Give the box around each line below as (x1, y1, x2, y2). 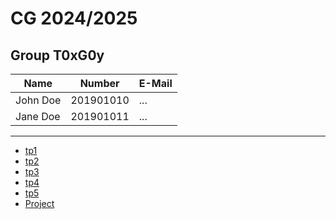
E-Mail (138, 77, 173, 90)
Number (79, 77, 120, 90)
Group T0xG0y (10, 47, 105, 64)
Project (24, 198, 55, 209)
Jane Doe (15, 110, 61, 123)
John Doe (15, 93, 62, 107)
